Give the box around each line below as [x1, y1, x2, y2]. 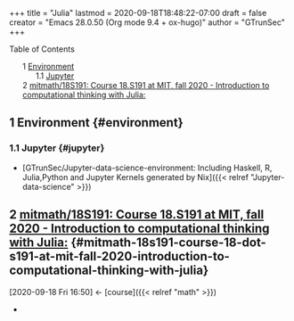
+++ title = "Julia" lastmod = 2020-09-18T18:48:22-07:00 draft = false [9, 8, 267, 18]
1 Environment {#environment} [9, 115, 184, 130]
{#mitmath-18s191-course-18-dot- [70, 235, 267, 251]
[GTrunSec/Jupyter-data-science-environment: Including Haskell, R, [21, 162, 273, 173]
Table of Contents [9, 44, 76, 54]
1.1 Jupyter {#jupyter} [9, 142, 105, 154]
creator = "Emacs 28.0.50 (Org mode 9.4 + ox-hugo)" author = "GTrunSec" [9, 17, 285, 28]
